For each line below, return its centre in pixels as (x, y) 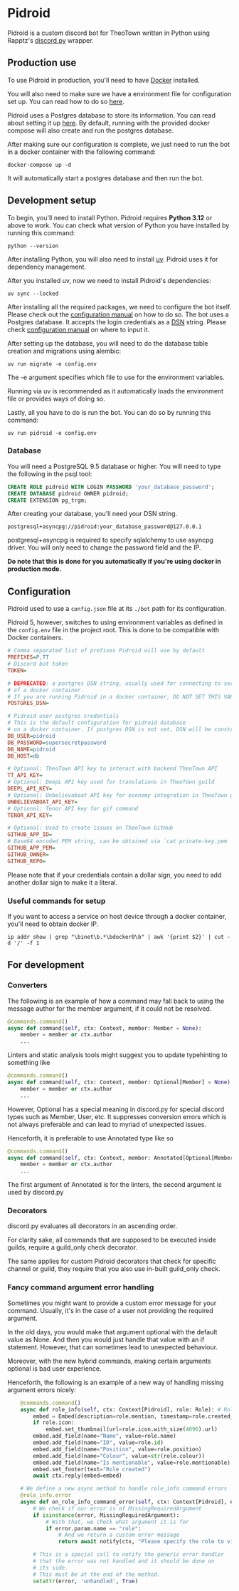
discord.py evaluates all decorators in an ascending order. (92, 1226)
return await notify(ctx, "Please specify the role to (141, 1542)
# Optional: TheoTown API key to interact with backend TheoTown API (113, 769)
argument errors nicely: (42, 1390)
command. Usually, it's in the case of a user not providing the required (110, 1310)
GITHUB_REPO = (27, 861)
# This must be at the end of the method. (97, 1574)
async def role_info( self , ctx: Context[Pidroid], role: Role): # (121, 1409)
